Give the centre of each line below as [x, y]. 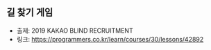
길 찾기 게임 [30, 12]
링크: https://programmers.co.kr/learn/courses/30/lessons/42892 [110, 39]
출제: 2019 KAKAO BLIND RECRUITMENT [75, 31]
